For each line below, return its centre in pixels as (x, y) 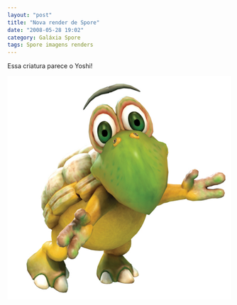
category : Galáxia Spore (44, 38)
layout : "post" (30, 15)
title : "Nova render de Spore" (54, 22)
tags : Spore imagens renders (50, 45)
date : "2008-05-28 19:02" (45, 30)
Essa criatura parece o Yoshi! (50, 66)
